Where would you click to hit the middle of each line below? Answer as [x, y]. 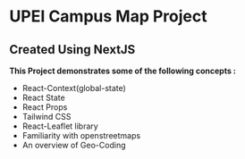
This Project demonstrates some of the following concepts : [123, 71]
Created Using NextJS [72, 50]
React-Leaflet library [60, 126]
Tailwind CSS [46, 117]
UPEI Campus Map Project [108, 17]
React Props [45, 107]
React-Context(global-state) [74, 88]
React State [43, 97]
